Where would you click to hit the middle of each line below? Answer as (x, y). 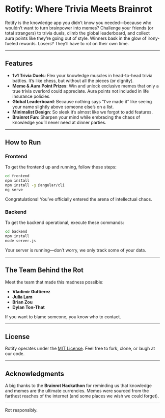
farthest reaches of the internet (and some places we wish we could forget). (82, 396)
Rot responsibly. (21, 410)
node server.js (21, 241)
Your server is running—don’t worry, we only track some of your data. (76, 250)
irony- (153, 38)
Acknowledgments (35, 374)
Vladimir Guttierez (31, 291)
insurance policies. (31, 96)
